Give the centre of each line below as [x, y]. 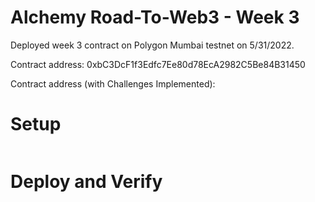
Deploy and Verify [86, 182]
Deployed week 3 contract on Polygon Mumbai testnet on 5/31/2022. [152, 45]
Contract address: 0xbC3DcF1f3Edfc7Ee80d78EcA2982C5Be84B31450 [158, 64]
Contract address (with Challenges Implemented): [113, 83]
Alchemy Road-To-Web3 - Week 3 [155, 17]
